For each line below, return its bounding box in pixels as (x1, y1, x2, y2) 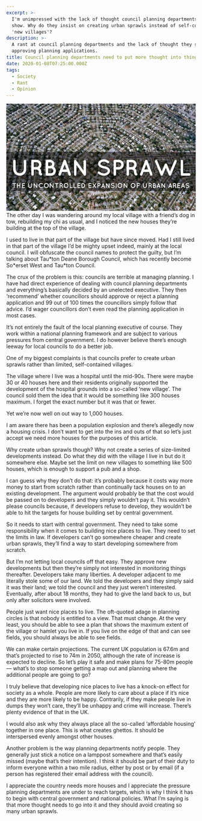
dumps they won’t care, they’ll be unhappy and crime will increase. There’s (6, 702, 191, 709)
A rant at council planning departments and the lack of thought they (11, 42, 192, 48)
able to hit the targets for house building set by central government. (6, 509, 174, 516)
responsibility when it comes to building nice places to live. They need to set (6, 527, 195, 534)
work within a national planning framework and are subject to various (6, 329, 177, 337)
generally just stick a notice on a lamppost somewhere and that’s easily (6, 751, 183, 758)
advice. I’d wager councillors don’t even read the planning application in (6, 305, 185, 312)
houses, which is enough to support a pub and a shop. (6, 465, 141, 472)
